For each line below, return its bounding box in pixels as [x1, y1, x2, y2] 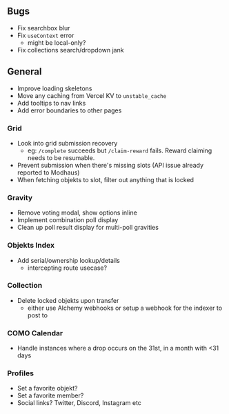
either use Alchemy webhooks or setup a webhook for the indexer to [27, 304, 223, 312]
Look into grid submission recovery [17, 139, 118, 147]
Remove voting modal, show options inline [17, 208, 138, 217]
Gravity [7, 193, 33, 202]
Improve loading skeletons [17, 84, 92, 92]
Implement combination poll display [17, 216, 119, 224]
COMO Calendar [7, 328, 63, 337]
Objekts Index [7, 241, 55, 250]
